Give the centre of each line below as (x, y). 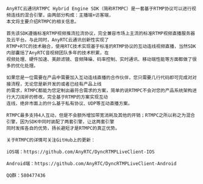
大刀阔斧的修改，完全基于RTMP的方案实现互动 (59, 97)
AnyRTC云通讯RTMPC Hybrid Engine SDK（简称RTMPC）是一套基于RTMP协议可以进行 (99, 9)
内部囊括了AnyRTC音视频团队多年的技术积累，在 (58, 53)
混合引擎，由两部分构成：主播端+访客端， (69, 15)
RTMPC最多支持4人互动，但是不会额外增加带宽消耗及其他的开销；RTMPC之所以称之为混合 (101, 115)
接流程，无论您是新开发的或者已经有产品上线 (54, 84)
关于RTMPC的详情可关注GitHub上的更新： (51, 140)
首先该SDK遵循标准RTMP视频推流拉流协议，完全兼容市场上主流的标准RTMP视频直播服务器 (101, 34)
